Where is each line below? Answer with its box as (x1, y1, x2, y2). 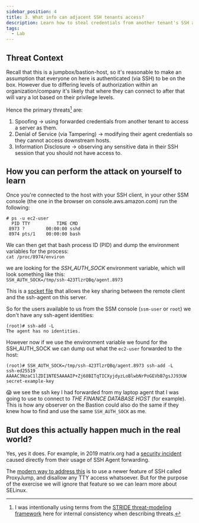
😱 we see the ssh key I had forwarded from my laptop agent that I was (6, 389, 179, 396)
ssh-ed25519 (6, 368, 36, 374)
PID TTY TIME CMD (11, 221, 78, 227)
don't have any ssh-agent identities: (6, 312, 94, 319)
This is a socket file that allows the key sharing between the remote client (6, 287, 185, 294)
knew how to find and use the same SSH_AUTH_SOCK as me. (6, 408, 147, 415)
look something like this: (6, 271, 65, 278)
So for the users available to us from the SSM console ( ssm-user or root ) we (6, 305, 191, 312)
